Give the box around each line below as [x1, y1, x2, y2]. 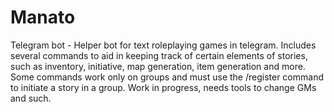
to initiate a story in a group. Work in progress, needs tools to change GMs [10, 81, 317, 93]
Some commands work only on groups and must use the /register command [10, 71, 324, 83]
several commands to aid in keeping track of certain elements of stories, [10, 49, 308, 61]
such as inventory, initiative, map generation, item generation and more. [10, 60, 306, 72]
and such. [10, 92, 52, 104]
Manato [10, 6, 76, 29]
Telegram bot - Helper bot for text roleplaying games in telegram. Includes [10, 39, 317, 51]
